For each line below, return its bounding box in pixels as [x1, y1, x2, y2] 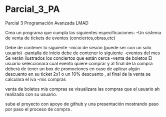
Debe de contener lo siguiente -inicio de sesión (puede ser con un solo [5, 44, 151, 50]
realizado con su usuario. [5, 91, 57, 97]
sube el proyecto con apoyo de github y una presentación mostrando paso [5, 101, 159, 107]
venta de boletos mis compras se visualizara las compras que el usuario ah [5, 86, 160, 92]
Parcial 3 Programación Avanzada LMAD [5, 20, 89, 26]
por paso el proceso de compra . [5, 106, 72, 112]
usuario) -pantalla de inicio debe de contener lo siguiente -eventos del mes [5, 50, 160, 56]
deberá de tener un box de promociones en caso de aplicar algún [5, 66, 140, 72]
